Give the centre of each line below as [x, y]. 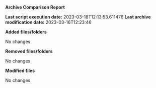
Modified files [20, 70]
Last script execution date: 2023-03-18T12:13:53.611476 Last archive [78, 17]
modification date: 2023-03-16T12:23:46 [48, 22]
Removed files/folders [29, 51]
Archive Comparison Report [35, 7]
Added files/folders [26, 32]
